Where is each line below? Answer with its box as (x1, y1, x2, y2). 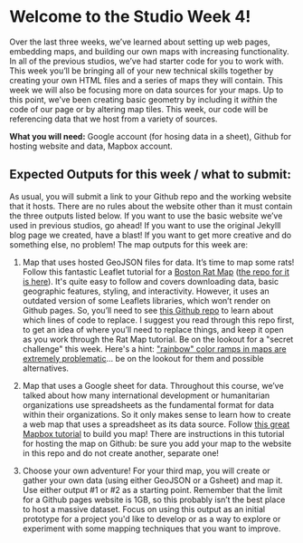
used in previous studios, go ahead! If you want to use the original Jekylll (9, 219, 281, 230)
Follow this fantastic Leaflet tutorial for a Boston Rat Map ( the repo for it (22, 266, 289, 277)
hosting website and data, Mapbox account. (9, 141, 174, 151)
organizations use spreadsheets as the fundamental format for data (22, 399, 274, 410)
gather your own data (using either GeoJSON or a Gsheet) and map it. (22, 474, 283, 486)
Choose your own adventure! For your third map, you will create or (22, 465, 270, 476)
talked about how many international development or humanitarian (22, 390, 270, 401)
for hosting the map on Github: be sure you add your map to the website (22, 438, 292, 449)
